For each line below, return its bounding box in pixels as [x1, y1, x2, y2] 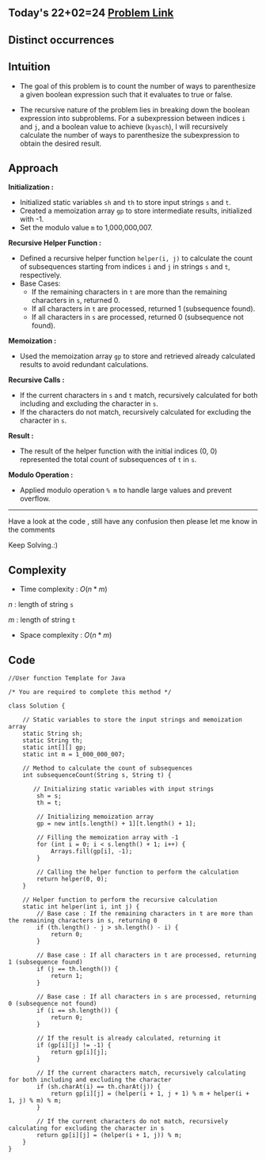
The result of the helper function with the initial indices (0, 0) [19, 446, 218, 456]
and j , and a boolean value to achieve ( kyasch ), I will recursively [19, 122, 228, 131]
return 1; [50, 972, 83, 980]
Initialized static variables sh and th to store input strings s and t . [19, 198, 231, 207]
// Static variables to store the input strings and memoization [22, 716, 243, 724]
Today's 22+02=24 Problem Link [8, 6, 174, 20]
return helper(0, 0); [36, 875, 108, 883]
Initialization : [8, 182, 54, 192]
